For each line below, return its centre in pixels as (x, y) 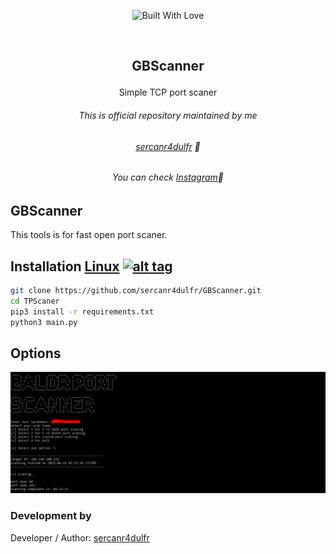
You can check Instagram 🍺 (168, 177)
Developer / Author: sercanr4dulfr (80, 537)
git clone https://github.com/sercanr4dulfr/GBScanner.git (136, 291)
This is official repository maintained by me (168, 115)
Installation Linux (65, 266)
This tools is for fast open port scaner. (89, 235)
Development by (51, 516)
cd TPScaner (35, 301)
